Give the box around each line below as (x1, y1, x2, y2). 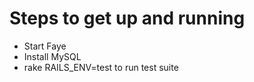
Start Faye (23, 40, 67, 52)
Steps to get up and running (9, 7, 246, 30)
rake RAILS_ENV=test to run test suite (23, 61, 179, 73)
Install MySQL (23, 50, 82, 62)
